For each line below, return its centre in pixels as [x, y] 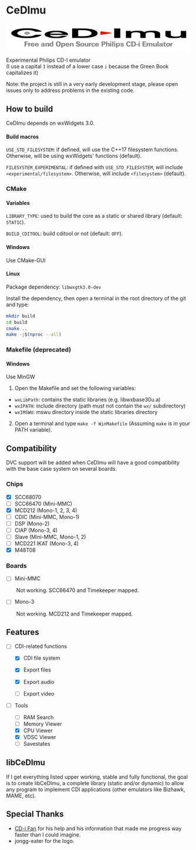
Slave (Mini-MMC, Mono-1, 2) [50, 537]
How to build [30, 109]
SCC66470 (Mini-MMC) [43, 504]
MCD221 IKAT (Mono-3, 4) [47, 543]
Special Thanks [35, 814]
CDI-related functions [41, 646]
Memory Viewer [43, 724]
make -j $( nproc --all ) [34, 335]
